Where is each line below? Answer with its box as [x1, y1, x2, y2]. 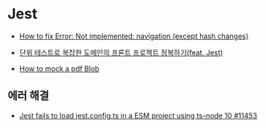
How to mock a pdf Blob [18, 63, 100, 73]
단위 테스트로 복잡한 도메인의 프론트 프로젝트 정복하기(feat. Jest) [18, 47, 223, 57]
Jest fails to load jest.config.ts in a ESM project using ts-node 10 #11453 [18, 110, 258, 120]
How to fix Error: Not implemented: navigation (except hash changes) [18, 31, 249, 41]
